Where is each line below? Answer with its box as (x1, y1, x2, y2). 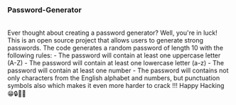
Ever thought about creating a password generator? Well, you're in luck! (7, 28, 218, 37)
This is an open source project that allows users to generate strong (7, 36, 204, 45)
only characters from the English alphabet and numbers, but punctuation (7, 74, 220, 82)
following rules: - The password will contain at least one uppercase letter (7, 51, 221, 60)
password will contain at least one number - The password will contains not (7, 66, 229, 75)
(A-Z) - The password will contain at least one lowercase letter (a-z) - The (7, 59, 225, 67)
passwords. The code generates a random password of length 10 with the (7, 44, 224, 52)
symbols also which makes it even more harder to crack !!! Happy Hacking (7, 82, 225, 90)
